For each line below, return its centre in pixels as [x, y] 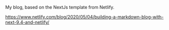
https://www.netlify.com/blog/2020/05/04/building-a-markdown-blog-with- [85, 17]
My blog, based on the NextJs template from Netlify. [60, 7]
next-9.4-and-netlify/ [27, 22]
